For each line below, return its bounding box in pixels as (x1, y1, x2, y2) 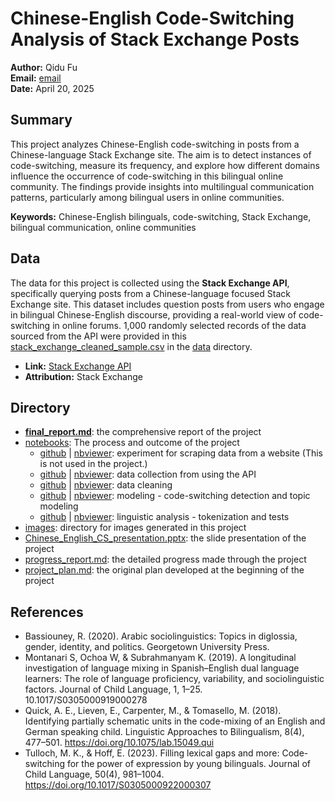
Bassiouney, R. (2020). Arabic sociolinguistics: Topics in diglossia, (24, 630, 298, 642)
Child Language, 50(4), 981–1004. (24, 768, 165, 781)
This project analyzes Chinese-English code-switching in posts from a (10, 138, 300, 150)
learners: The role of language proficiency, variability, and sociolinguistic (24, 673, 325, 685)
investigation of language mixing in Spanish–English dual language (24, 662, 300, 674)
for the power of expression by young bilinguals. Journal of (66, 758, 311, 770)
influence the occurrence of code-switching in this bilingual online (10, 170, 284, 182)
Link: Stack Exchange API (24, 360, 132, 372)
